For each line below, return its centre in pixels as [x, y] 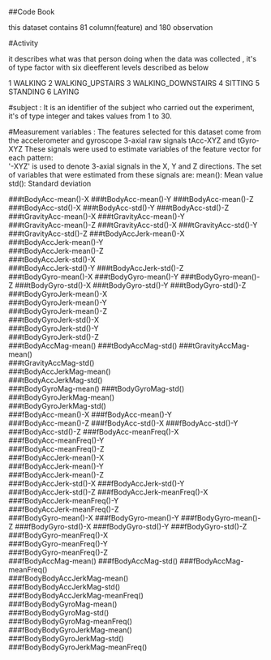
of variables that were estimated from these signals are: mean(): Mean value [136, 175]
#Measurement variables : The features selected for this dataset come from [135, 132]
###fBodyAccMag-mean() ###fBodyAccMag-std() [93, 561]
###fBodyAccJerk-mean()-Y [56, 466]
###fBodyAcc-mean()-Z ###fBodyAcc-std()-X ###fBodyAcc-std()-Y [123, 423]
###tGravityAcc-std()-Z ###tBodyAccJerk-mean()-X [97, 234]
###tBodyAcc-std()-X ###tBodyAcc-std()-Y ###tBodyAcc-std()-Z [119, 208]
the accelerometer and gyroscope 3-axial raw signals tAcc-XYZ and [122, 140]
